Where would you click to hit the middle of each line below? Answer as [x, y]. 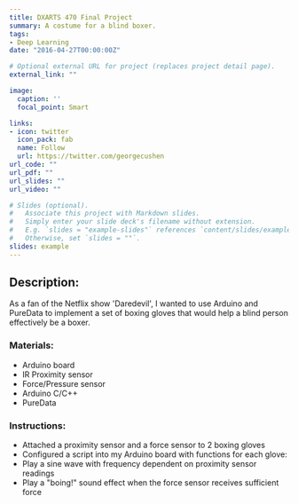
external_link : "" [43, 75]
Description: [44, 283]
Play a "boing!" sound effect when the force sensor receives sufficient [150, 483]
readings [38, 473]
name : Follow [41, 148]
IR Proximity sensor [57, 374]
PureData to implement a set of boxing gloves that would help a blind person [149, 313]
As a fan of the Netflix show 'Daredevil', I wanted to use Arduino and [134, 303]
